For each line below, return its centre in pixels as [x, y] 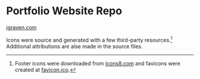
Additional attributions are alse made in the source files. [74, 46]
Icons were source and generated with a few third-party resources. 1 [89, 39]
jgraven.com [21, 27]
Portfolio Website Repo [64, 11]
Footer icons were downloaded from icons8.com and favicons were [97, 63]
